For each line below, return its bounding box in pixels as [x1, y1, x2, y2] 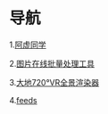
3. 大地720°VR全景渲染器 [9, 77, 100, 87]
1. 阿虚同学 [9, 39, 46, 50]
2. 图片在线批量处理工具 [9, 58, 96, 69]
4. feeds [9, 94, 37, 105]
